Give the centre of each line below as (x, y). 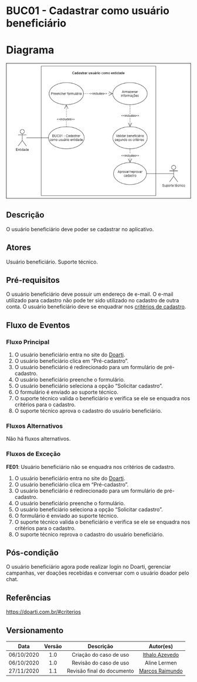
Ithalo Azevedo (161, 654)
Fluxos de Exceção (33, 454)
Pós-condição (32, 553)
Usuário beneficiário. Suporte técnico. (52, 262)
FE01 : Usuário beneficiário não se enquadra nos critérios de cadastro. (91, 467)
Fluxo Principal (28, 342)
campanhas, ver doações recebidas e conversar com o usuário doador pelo (98, 573)
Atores (18, 248)
